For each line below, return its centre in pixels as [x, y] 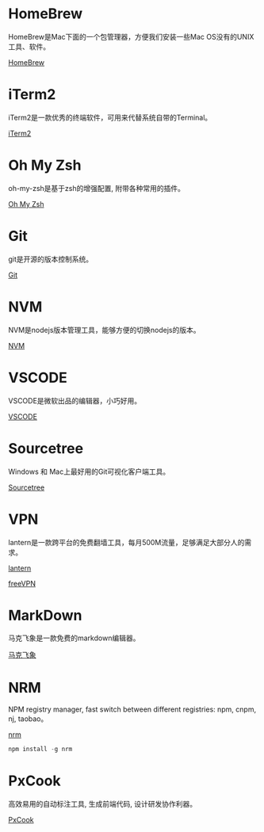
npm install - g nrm [40, 750]
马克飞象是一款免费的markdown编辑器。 [74, 638]
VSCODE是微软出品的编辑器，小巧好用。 [75, 400]
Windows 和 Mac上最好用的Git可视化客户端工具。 [89, 471]
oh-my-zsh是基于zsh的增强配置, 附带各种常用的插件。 [96, 188]
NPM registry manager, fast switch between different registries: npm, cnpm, [132, 709]
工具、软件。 [29, 46]
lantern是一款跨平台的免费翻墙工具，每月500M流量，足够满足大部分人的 [126, 542]
